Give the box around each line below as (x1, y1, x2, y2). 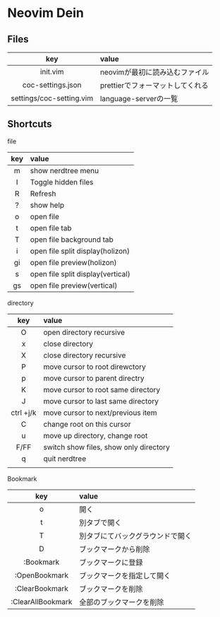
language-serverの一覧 (99, 94, 178, 103)
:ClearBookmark (14, 583, 69, 593)
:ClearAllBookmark (11, 597, 73, 606)
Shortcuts (7, 118, 52, 130)
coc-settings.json (22, 80, 82, 90)
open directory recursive (43, 327, 126, 337)
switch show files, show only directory (43, 442, 171, 452)
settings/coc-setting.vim (11, 93, 94, 103)
